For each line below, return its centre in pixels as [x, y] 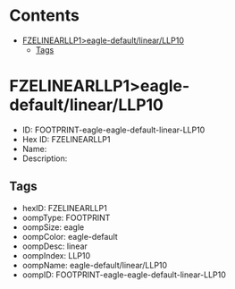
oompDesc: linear [55, 246]
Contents [45, 16]
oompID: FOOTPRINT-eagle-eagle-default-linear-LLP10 [124, 275]
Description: [45, 158]
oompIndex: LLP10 [56, 255]
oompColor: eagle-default [70, 236]
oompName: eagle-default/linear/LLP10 [95, 265]
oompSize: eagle [53, 227]
